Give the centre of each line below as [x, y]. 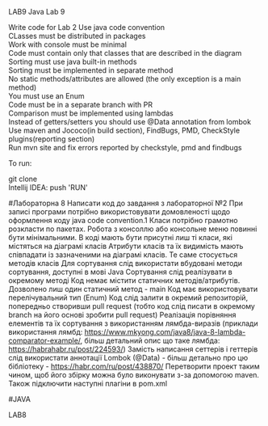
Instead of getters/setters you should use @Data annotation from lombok [130, 122]
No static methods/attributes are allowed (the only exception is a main [125, 79]
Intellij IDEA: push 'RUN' [48, 188]
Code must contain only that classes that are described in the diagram [125, 53]
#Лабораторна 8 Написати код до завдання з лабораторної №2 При [126, 203]
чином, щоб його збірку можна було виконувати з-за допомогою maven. [134, 375]
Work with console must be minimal [68, 44]
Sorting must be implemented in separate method [91, 70]
